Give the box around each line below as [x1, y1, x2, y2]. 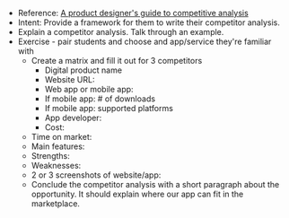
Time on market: [31, 132, 92, 142]
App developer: [44, 112, 102, 123]
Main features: [31, 141, 85, 152]
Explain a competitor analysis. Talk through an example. [17, 27, 224, 37]
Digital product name [44, 65, 123, 75]
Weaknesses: [31, 161, 82, 170]
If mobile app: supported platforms [44, 103, 173, 113]
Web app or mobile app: [44, 84, 134, 94]
